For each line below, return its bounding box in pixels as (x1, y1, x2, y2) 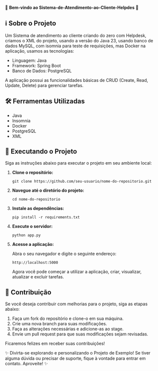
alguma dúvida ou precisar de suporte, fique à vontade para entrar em (5, 355, 146, 361)
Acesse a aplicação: (12, 241, 54, 247)
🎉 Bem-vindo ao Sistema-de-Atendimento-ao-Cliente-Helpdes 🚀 (5, 5, 139, 10)
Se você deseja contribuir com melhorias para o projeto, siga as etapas (5, 301, 148, 307)
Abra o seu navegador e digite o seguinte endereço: (12, 251, 117, 257)
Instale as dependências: (12, 205, 64, 211)
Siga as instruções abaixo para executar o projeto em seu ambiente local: (5, 160, 152, 166)
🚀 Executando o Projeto (5, 148, 77, 156)
